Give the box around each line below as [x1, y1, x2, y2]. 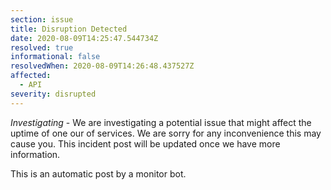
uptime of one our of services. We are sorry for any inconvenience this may [10, 127, 322, 139]
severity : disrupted [10, 89, 97, 99]
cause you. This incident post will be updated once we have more [10, 137, 281, 150]
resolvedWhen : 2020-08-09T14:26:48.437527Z [10, 61, 195, 71]
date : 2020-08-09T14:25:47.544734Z [10, 33, 159, 43]
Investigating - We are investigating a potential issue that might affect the [10, 116, 312, 128]
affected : [10, 71, 52, 81]
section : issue [10, 14, 74, 25]
